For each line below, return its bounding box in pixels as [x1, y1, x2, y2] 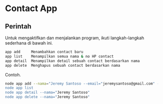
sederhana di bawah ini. [5, 40, 53, 46]
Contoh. [5, 72, 21, 77]
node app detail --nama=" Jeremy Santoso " [5, 90, 90, 95]
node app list [5, 86, 34, 90]
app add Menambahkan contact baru [5, 49, 83, 54]
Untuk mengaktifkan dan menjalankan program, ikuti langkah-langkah [5, 35, 145, 41]
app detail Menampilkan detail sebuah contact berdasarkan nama [5, 59, 140, 63]
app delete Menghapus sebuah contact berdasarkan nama [5, 63, 120, 68]
